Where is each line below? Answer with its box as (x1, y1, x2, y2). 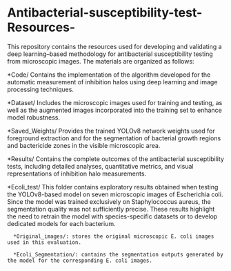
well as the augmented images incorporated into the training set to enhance (7, 106, 222, 114)
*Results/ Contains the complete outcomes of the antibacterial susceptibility (7, 154, 224, 163)
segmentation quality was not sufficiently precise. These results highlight (7, 205, 215, 213)
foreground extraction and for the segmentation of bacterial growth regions (7, 133, 221, 142)
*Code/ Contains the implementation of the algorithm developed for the (7, 71, 211, 79)
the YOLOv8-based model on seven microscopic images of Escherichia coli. (7, 190, 223, 198)
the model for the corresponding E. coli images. (7, 257, 153, 264)
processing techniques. (7, 85, 74, 93)
